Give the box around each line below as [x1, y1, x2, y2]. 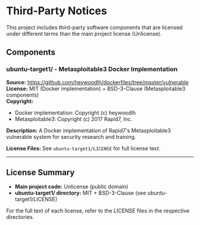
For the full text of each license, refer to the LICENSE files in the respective [6, 207, 190, 214]
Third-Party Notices [6, 4, 107, 18]
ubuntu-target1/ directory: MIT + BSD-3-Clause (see [14, 189, 146, 197]
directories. [6, 214, 35, 221]
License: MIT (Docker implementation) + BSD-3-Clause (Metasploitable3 [6, 85, 186, 92]
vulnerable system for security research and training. [6, 133, 136, 140]
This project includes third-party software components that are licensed [6, 24, 183, 31]
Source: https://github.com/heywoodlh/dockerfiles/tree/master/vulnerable [6, 78, 189, 85]
